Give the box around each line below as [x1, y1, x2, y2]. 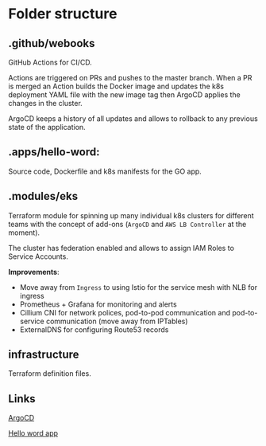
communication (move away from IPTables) [46, 316, 188, 326]
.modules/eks [8, 190, 78, 203]
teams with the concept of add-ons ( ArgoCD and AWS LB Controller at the [8, 219, 247, 229]
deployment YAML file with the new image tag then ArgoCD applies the [8, 90, 241, 100]
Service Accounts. [8, 252, 69, 261]
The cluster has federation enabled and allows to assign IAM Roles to [8, 243, 234, 252]
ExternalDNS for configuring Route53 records [19, 324, 169, 334]
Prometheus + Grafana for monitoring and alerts [19, 299, 177, 309]
